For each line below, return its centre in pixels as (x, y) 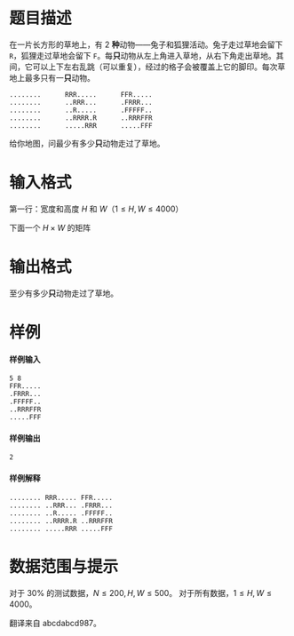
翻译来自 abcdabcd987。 (56, 623)
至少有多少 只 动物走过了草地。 (64, 293)
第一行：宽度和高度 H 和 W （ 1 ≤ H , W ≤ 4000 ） (96, 209)
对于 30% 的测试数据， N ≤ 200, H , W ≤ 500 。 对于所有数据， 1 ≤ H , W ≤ (141, 592)
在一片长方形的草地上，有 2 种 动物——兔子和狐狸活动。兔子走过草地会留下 (146, 44)
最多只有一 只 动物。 (60, 77)
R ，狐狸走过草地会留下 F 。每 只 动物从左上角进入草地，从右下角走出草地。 (143, 55)
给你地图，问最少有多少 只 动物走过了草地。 (87, 143)
